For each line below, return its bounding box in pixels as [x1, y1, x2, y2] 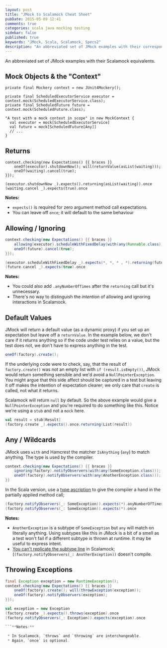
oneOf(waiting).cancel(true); [14, 168, 77, 174]
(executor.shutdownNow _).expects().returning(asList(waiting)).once [5, 182, 153, 187]
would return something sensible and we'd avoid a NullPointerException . [5, 372, 156, 378]
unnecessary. [12, 289, 41, 295]
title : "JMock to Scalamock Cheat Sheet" [5, 12, 92, 17]
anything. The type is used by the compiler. [5, 454, 94, 460]
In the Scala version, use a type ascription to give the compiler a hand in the [5, 486, 161, 492]
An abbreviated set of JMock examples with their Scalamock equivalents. [5, 58, 156, 64]
